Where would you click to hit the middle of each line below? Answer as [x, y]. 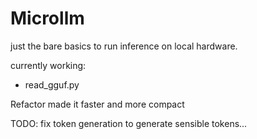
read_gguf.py [52, 84]
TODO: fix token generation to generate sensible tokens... [129, 123]
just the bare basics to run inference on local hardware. [124, 46]
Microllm [47, 18]
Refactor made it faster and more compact [97, 104]
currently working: [48, 65]
